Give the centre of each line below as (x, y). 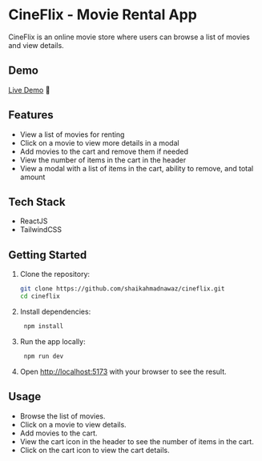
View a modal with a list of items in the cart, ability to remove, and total (137, 168)
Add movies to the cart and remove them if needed (104, 151)
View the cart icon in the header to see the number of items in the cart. (137, 441)
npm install (44, 326)
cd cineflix (40, 297)
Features (31, 115)
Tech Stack (37, 202)
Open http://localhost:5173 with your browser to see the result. (123, 371)
